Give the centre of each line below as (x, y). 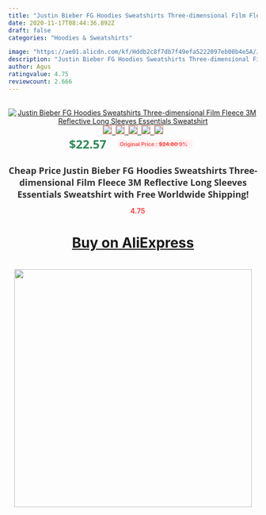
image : (19, 52)
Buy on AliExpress (133, 243)
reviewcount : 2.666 (40, 81)
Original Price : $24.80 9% (154, 144)
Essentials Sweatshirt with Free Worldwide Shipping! (133, 194)
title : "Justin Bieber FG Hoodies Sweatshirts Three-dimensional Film (127, 15)
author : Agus (30, 67)
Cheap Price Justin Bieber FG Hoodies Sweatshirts (118, 170)
